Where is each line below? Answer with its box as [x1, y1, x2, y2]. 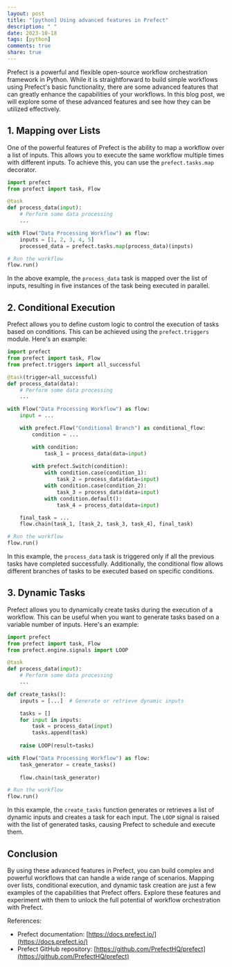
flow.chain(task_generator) [19, 774, 100, 781]
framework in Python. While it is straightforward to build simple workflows [7, 75, 218, 83]
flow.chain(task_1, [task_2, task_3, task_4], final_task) [19, 521, 194, 528]
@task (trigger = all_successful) [7, 373, 98, 380]
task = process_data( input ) [32, 723, 113, 730]
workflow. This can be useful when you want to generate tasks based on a [7, 612, 220, 621]
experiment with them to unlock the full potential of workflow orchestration [7, 896, 220, 904]
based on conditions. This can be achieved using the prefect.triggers [7, 328, 209, 336]
